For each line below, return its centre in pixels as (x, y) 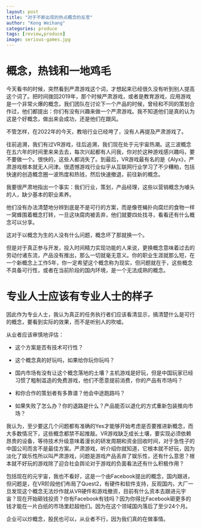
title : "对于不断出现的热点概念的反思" (49, 17)
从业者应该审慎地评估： (35, 334)
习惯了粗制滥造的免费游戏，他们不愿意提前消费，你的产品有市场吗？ (99, 380)
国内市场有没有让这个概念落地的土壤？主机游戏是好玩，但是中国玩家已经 (104, 373)
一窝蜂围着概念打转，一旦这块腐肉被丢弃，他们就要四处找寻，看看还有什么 (98, 215)
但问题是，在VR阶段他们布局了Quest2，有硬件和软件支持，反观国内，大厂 (97, 484)
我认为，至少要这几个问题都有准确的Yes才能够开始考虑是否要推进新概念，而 (100, 426)
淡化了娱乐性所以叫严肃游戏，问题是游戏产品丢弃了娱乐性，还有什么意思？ (98, 455)
